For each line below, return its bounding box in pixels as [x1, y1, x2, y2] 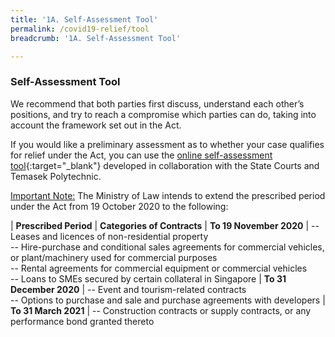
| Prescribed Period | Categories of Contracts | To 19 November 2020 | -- [10, 219, 320, 231]
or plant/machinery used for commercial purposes [10, 251, 218, 263]
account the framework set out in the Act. [10, 119, 182, 131]
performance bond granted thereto [10, 315, 155, 327]
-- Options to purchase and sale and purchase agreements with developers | [10, 294, 326, 306]
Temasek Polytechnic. [10, 170, 102, 182]
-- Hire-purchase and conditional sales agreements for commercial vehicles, [10, 241, 325, 253]
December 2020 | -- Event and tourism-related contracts [10, 283, 247, 295]
